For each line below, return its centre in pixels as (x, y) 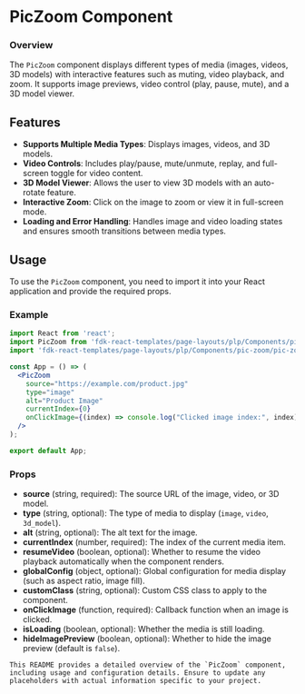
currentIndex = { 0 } (59, 409)
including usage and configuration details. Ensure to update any (138, 673)
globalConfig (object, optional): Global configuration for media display (154, 571)
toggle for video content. (97, 173)
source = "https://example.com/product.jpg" (107, 383)
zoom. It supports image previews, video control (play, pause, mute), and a (149, 84)
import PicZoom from (49, 342)
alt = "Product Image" (64, 401)
